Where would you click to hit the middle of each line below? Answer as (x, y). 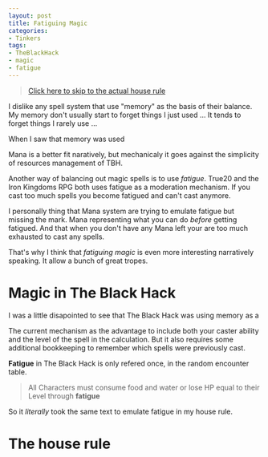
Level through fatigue (64, 396)
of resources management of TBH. (65, 163)
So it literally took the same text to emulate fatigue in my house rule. (121, 411)
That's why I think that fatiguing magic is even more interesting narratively (131, 252)
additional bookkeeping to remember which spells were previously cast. (127, 348)
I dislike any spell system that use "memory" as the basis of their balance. (130, 106)
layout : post (30, 16)
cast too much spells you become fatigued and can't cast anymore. (120, 195)
